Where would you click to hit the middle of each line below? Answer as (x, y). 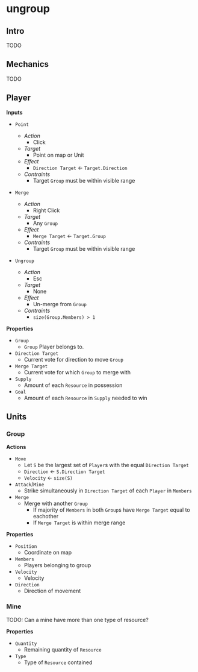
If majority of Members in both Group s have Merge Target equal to (112, 510)
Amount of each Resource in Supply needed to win (85, 398)
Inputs (14, 112)
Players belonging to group (57, 565)
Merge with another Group (56, 504)
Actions (16, 447)
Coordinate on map (48, 553)
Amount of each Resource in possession (73, 385)
